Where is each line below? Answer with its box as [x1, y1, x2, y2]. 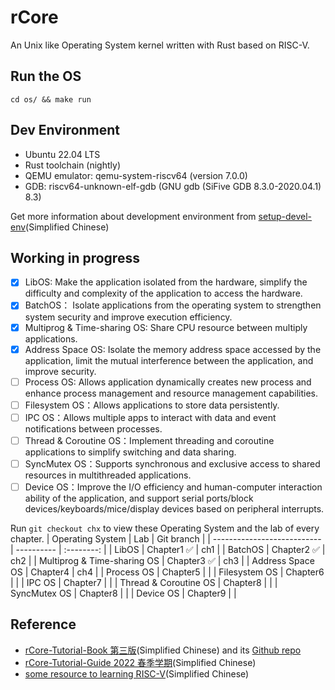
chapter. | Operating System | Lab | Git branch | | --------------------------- [10, 533, 322, 545]
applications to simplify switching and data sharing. [24, 446, 237, 458]
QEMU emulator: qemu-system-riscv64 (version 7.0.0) [24, 169, 248, 181]
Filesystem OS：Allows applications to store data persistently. [24, 399, 280, 411]
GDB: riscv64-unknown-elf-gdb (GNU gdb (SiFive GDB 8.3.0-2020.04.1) [24, 180, 322, 192]
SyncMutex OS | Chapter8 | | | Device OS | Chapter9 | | [10, 587, 237, 599]
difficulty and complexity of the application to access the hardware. [24, 287, 303, 300]
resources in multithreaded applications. [24, 469, 192, 481]
